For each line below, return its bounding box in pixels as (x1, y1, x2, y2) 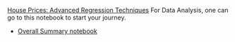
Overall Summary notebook (17, 27, 97, 35)
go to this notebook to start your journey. (7, 13, 126, 22)
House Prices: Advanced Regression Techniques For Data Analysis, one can (7, 6, 229, 14)
